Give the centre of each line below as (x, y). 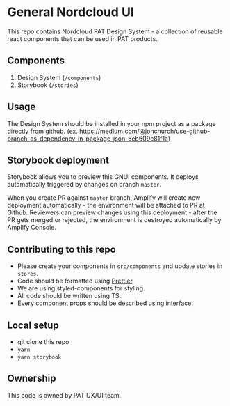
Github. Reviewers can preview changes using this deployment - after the (112, 212)
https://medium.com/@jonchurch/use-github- (145, 131)
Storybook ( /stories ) (48, 85)
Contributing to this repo (61, 249)
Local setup (33, 325)
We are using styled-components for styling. (81, 288)
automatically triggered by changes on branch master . (84, 185)
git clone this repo (43, 342)
